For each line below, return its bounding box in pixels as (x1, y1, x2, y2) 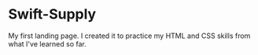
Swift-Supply (8, 5, 97, 23)
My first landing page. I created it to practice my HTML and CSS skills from (8, 31, 251, 40)
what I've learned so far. (8, 39, 87, 48)
